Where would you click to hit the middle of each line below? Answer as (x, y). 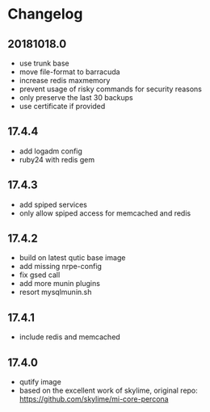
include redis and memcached (69, 337)
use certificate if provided (62, 106)
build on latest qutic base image (72, 258)
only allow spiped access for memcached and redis (105, 213)
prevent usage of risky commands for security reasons (111, 89)
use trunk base (44, 63)
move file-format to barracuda (69, 72)
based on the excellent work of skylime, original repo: (109, 391)
